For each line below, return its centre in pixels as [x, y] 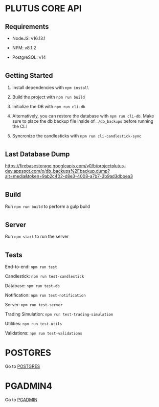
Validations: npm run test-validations [44, 333]
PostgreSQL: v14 [29, 57]
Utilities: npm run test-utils [34, 324]
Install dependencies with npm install [51, 87]
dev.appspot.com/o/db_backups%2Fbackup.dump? [57, 171]
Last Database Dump [37, 154]
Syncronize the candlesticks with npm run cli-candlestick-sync [77, 136]
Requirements [27, 27]
